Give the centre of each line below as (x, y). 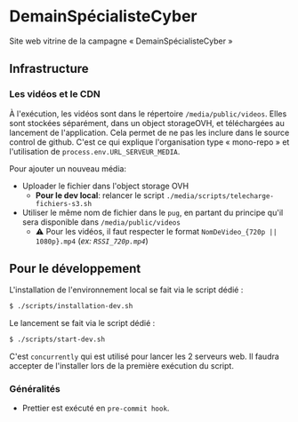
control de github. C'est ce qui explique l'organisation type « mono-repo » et (149, 142)
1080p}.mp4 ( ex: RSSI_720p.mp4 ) (92, 241)
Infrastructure (49, 69)
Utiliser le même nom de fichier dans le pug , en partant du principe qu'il (153, 212)
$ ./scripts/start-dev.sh (57, 339)
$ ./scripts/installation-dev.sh (71, 307)
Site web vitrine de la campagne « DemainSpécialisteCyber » (121, 41)
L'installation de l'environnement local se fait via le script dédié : (126, 290)
